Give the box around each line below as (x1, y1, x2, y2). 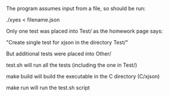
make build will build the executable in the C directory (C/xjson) (6, 73, 160, 79)
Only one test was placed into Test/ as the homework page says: (6, 27, 163, 34)
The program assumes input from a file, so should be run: (6, 5, 146, 12)
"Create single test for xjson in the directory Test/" (6, 39, 128, 46)
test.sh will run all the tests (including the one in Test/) (6, 61, 137, 68)
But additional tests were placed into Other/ (6, 50, 111, 57)
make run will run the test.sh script (6, 84, 90, 91)
